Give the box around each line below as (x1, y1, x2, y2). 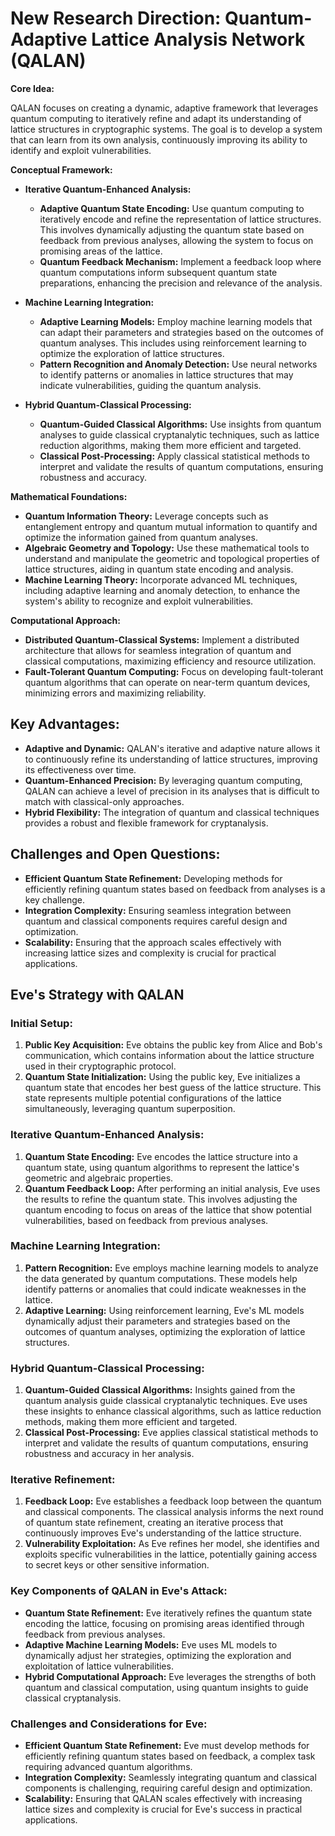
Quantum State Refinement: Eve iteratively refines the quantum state (24, 1607, 313, 1619)
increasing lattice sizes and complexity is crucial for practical (24, 947, 277, 959)
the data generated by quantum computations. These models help (24, 1272, 298, 1284)
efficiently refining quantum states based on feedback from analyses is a (24, 883, 326, 895)
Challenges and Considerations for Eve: (10, 1717, 208, 1731)
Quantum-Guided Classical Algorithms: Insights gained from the (24, 1384, 296, 1396)
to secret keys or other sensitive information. (24, 1559, 210, 1571)
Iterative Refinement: (10, 1473, 116, 1487)
